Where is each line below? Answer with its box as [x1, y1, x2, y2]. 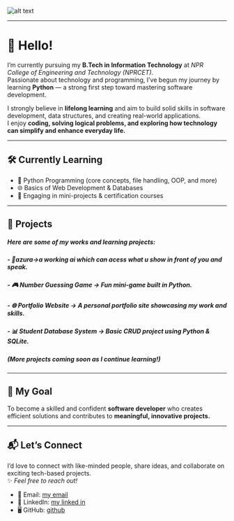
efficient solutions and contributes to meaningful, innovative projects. [7, 411, 210, 420]
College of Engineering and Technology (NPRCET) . [7, 68, 154, 76]
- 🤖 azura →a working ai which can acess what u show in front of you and [7, 255, 223, 264]
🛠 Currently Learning [7, 154, 103, 166]
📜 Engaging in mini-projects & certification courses [17, 191, 164, 199]
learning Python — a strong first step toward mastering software [7, 83, 193, 91]
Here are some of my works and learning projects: [7, 238, 156, 246]
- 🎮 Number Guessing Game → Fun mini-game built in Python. [7, 280, 193, 290]
